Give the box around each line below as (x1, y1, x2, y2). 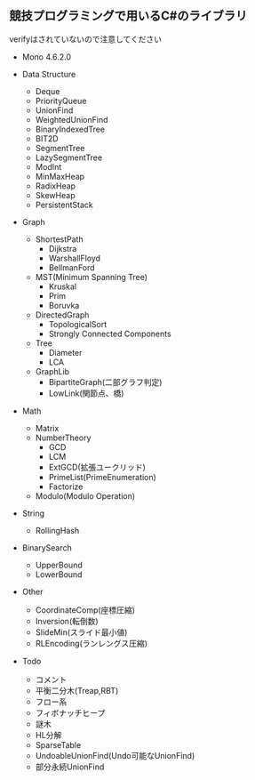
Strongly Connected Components (48, 328, 171, 339)
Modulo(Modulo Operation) (35, 490, 136, 501)
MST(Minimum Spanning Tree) (35, 271, 148, 282)
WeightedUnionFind (35, 114, 108, 125)
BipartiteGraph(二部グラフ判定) (48, 376, 163, 387)
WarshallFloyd (48, 253, 100, 263)
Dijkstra (48, 243, 77, 253)
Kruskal (48, 281, 77, 292)
